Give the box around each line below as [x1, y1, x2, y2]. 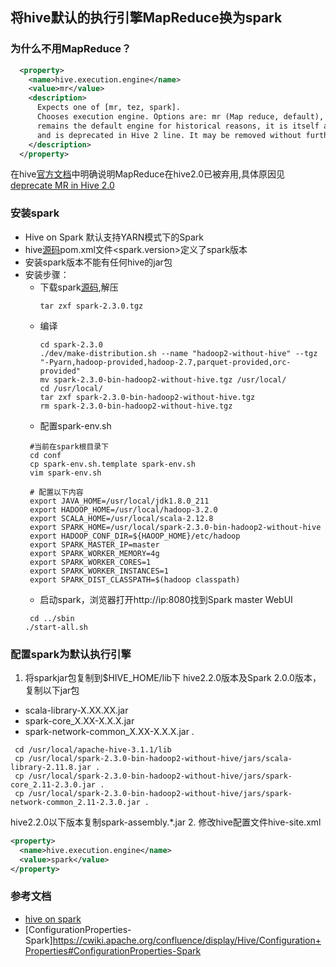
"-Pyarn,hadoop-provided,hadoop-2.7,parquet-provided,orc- [39, 357, 292, 367]
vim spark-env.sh [29, 468, 102, 478]
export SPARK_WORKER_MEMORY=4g [29, 548, 160, 558]
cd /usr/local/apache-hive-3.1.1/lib [14, 745, 172, 755]
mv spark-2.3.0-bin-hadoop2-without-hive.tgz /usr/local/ [39, 374, 287, 385]
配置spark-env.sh [39, 419, 112, 432]
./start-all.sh [24, 622, 89, 632]
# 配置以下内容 [29, 487, 84, 497]
